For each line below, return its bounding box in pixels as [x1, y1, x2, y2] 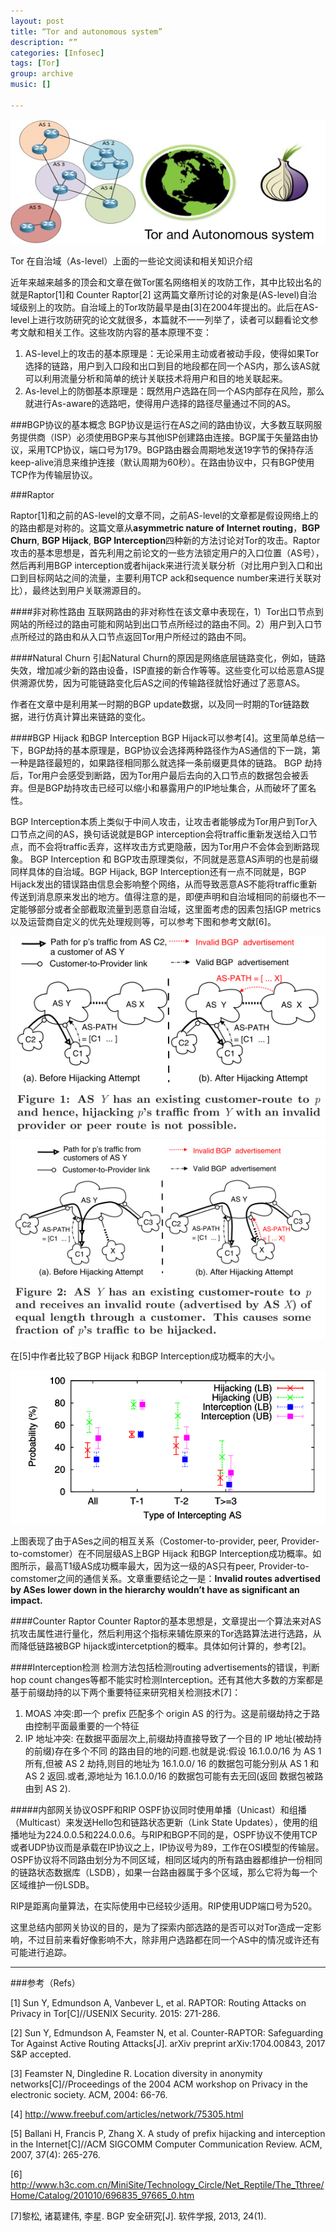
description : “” [10, 37, 78, 47]
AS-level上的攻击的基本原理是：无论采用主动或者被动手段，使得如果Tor [24, 347, 319, 359]
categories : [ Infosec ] [10, 48, 105, 58]
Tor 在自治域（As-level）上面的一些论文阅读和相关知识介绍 [10, 255, 253, 267]
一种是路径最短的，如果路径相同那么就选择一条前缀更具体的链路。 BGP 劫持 [10, 756, 323, 769]
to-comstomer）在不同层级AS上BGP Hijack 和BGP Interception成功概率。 [10, 1547, 313, 1559]
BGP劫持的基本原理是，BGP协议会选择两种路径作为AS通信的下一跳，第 [27, 744, 321, 756]
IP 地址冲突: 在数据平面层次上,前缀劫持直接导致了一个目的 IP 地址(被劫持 [24, 1732, 323, 1744]
